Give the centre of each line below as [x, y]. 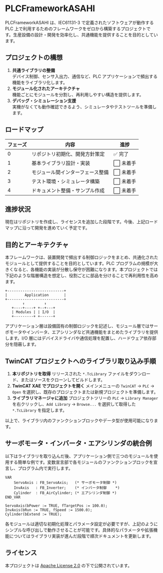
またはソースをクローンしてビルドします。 [63, 380]
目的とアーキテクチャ [37, 244]
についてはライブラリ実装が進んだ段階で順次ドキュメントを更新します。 [81, 536]
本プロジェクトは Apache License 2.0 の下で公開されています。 [69, 565]
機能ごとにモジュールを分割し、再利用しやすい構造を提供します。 [78, 94]
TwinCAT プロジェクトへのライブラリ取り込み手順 [81, 361]
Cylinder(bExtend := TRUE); [34, 514]
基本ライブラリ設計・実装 [61, 163]
